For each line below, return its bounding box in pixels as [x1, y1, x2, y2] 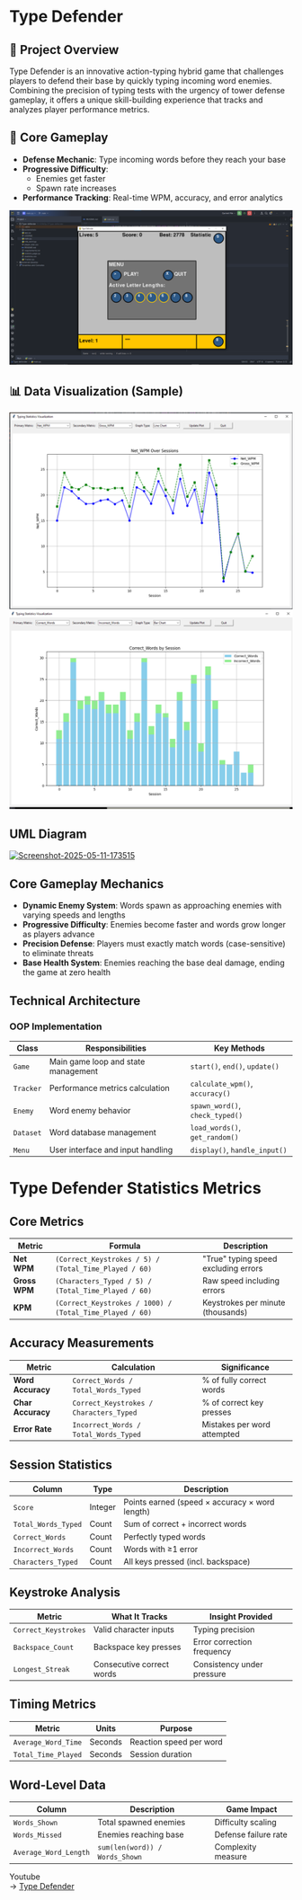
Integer [89, 1501, 117, 1512]
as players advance [22, 928, 95, 940]
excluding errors [201, 1263, 263, 1274]
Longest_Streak [13, 1665, 70, 1674]
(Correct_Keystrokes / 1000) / [55, 1299, 173, 1309]
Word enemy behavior [49, 1105, 131, 1115]
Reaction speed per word [129, 1736, 223, 1747]
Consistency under [192, 1658, 263, 1669]
